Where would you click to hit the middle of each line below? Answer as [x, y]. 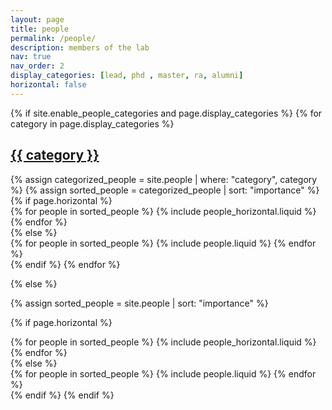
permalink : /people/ [53, 38]
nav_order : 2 [37, 66]
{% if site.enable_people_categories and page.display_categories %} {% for [166, 113]
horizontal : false [48, 85]
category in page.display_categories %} [92, 123]
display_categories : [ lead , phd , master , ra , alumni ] [127, 76]
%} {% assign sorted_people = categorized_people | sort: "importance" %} [165, 190]
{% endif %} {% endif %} [62, 395]
